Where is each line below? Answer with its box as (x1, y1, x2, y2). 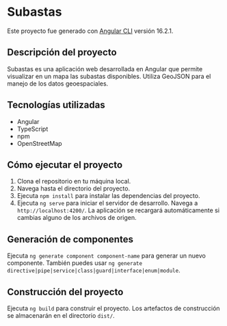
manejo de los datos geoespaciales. (7, 79, 109, 88)
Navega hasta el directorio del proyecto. (16, 184, 131, 192)
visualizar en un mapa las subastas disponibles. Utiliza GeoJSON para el (7, 72, 211, 80)
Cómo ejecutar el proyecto (7, 159, 123, 171)
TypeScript (16, 125, 49, 133)
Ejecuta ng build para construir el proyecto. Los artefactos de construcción (7, 304, 220, 312)
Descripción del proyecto (7, 47, 118, 58)
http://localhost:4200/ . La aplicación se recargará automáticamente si (16, 206, 220, 214)
